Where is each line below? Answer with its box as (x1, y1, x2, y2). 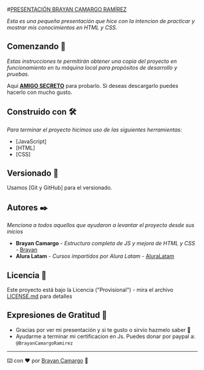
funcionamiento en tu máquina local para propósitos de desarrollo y (7, 64, 177, 71)
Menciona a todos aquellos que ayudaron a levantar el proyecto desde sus (7, 222, 195, 229)
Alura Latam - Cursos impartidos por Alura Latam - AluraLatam (15, 253, 174, 260)
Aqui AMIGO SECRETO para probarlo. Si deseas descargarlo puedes (7, 82, 179, 89)
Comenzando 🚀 (7, 41, 66, 51)
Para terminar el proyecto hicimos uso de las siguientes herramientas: (7, 126, 182, 133)
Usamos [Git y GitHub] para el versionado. (7, 184, 113, 191)
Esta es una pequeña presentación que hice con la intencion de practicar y (7, 18, 196, 24)
